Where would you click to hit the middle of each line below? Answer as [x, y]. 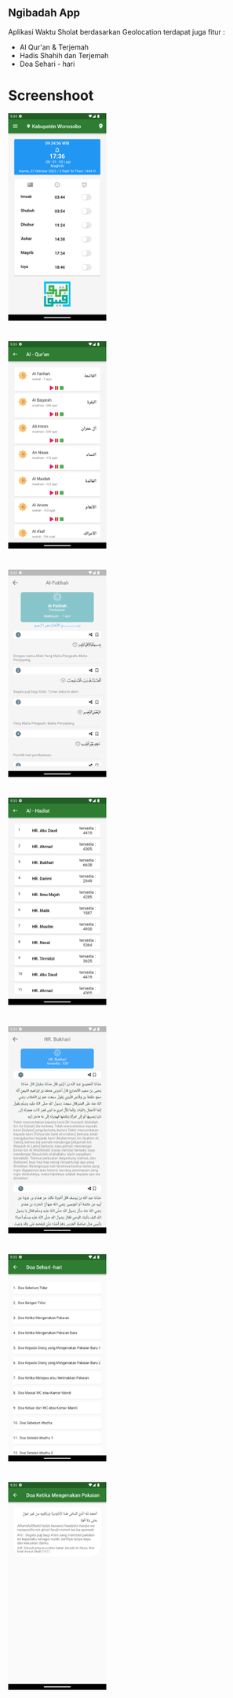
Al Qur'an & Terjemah [54, 47]
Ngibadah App [44, 13]
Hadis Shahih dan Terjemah [64, 55]
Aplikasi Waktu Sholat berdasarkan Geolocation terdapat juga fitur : [117, 31]
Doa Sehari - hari [47, 64]
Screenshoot [51, 96]
